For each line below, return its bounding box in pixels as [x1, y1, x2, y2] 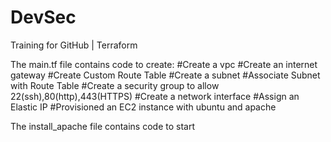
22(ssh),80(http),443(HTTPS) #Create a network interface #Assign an [10, 90, 300, 102]
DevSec [10, 6, 77, 29]
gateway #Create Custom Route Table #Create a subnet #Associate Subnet [10, 69, 321, 81]
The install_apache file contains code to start [10, 120, 195, 132]
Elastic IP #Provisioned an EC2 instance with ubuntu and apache [10, 101, 277, 113]
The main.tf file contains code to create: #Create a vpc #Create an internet [10, 58, 318, 70]
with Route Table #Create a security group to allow [10, 79, 220, 91]
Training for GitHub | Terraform [10, 39, 138, 51]
